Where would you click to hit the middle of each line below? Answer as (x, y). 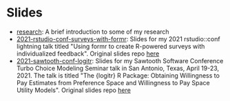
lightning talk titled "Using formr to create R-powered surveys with (111, 46)
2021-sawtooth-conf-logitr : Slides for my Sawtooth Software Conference (120, 60)
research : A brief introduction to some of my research (93, 32)
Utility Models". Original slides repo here (74, 90)
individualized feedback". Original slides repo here (88, 54)
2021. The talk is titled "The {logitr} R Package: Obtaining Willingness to (118, 75)
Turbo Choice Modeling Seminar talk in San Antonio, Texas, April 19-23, (118, 68)
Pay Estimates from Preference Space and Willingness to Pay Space (113, 82)
